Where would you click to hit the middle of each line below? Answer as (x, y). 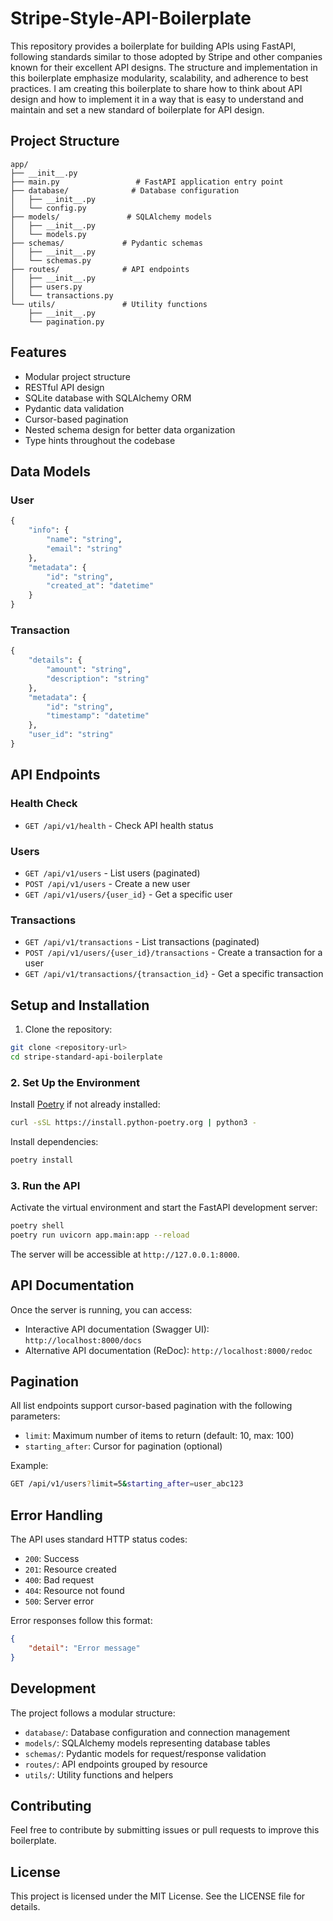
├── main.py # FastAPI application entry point (147, 182)
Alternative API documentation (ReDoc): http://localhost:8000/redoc (168, 1350)
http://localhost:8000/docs (83, 1340)
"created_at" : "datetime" (100, 586)
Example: (29, 1466)
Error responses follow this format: (81, 1621)
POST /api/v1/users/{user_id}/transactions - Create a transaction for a (173, 953)
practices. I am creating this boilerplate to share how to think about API (156, 88)
